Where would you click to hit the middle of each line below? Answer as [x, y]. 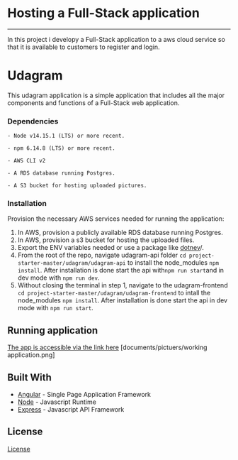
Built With [29, 377]
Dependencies [33, 121]
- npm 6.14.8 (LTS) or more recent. [61, 148]
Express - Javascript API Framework [71, 410]
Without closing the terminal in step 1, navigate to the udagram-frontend [123, 285]
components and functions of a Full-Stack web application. [93, 103]
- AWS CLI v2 [27, 161]
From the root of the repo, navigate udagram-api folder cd [102, 255]
